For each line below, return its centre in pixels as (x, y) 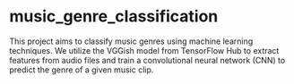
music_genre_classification (114, 17)
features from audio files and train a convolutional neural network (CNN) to (147, 60)
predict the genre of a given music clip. (82, 70)
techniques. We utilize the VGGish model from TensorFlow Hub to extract (144, 50)
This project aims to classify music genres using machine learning (131, 41)
